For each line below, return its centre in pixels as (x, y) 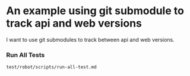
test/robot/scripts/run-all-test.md (51, 67)
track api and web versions (74, 23)
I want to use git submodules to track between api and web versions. (91, 39)
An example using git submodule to (95, 11)
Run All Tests (26, 55)
